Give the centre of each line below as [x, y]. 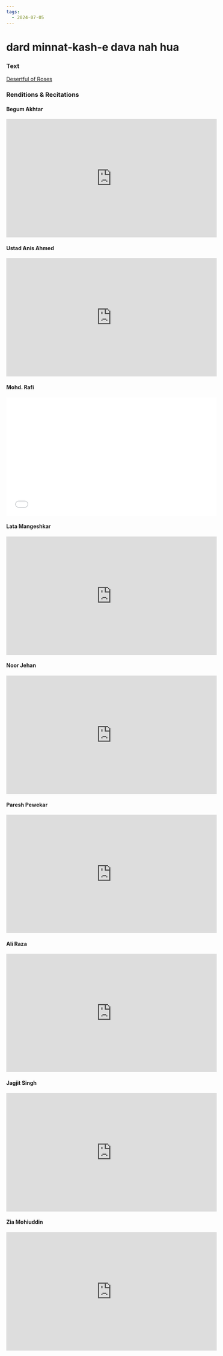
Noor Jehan [21, 666]
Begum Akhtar [25, 109]
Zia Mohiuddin [25, 1222]
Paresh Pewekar [27, 805]
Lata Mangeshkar [29, 526]
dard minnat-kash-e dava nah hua [93, 47]
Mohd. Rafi [20, 387]
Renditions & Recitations [43, 94]
